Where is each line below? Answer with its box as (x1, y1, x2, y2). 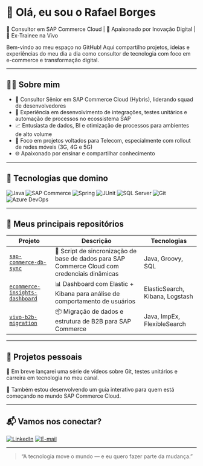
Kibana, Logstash (144, 292, 193, 300)
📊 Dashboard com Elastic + (55, 280, 134, 288)
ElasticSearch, (144, 284, 185, 293)
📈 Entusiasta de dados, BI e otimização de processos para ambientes (14, 121, 189, 129)
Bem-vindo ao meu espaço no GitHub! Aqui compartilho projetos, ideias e (6, 44, 190, 51)
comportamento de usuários (55, 297, 136, 306)
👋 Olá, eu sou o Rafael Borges (6, 5, 156, 19)
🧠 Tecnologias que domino (6, 173, 109, 184)
